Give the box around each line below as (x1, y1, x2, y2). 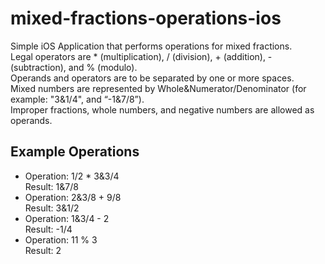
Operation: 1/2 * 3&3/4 (24, 170, 120, 182)
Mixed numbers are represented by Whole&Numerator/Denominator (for (10, 82, 307, 94)
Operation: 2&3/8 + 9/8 (24, 191, 122, 203)
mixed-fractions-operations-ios (10, 7, 282, 30)
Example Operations (10, 143, 140, 161)
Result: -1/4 (24, 223, 73, 235)
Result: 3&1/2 (24, 202, 80, 214)
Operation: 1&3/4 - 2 (24, 212, 110, 224)
